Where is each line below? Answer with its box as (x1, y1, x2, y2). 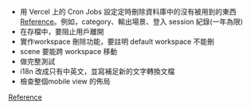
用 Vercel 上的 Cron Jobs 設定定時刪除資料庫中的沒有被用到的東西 (19, 7, 237, 16)
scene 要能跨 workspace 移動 (19, 47, 118, 56)
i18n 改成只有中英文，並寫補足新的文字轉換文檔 (19, 67, 175, 76)
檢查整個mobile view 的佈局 (19, 76, 111, 86)
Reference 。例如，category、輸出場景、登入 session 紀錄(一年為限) (19, 17, 243, 26)
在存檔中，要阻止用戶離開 (19, 27, 104, 36)
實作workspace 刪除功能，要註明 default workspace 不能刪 (19, 37, 215, 46)
